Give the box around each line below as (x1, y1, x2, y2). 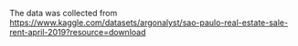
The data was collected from (9, 8, 118, 18)
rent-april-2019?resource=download (9, 27, 146, 37)
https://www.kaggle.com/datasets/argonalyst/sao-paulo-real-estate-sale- (9, 17, 289, 28)
